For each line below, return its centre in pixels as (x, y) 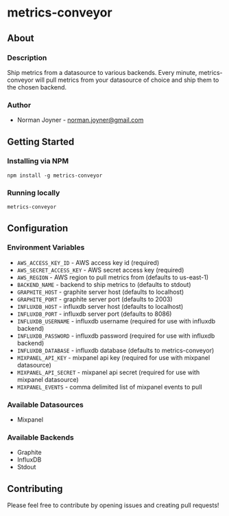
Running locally (34, 193)
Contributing (35, 489)
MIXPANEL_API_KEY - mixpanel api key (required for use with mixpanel (113, 357)
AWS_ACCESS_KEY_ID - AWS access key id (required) (88, 262)
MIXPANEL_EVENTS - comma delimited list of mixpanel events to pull (109, 387)
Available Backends (40, 438)
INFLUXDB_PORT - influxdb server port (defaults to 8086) (94, 314)
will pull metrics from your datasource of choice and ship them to (127, 80)
